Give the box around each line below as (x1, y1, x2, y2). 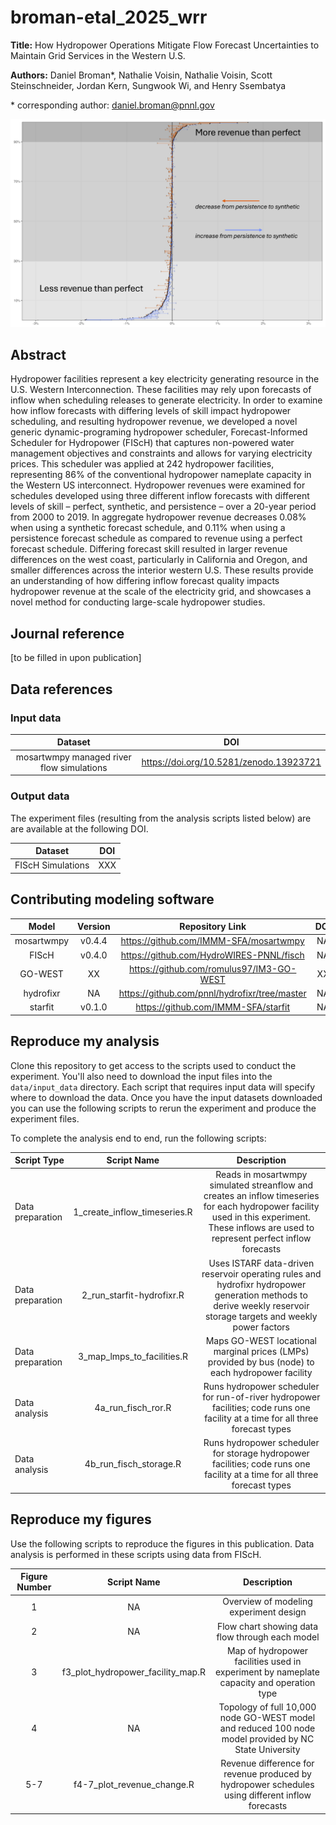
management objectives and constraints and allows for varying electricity (10, 447, 313, 460)
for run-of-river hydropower (202, 1391, 321, 1403)
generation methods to (214, 1289, 308, 1301)
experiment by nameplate (214, 1666, 320, 1678)
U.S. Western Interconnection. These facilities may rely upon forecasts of (10, 384, 312, 396)
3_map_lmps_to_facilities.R (77, 1351, 188, 1363)
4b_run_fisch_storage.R (84, 1458, 182, 1470)
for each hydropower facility (203, 1201, 320, 1213)
